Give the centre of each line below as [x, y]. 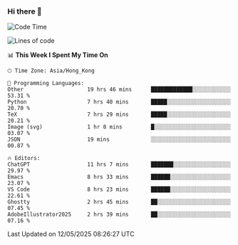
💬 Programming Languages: [46, 84]
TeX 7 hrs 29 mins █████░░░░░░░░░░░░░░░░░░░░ [119, 115]
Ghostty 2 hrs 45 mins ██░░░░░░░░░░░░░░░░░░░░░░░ [119, 202]
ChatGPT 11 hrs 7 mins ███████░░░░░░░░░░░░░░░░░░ [119, 165]
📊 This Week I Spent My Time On [58, 55]
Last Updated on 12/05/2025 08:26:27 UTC [71, 234]
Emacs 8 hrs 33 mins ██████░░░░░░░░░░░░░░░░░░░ [119, 177]
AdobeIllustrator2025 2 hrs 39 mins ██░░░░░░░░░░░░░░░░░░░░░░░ [119, 215]
